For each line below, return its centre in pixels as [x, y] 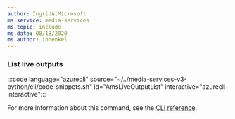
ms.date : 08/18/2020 [38, 33]
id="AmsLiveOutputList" [129, 87]
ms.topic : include [34, 27]
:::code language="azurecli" [48, 79]
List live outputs [35, 64]
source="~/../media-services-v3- [139, 79]
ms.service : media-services [49, 20]
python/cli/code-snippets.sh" [50, 87]
